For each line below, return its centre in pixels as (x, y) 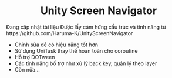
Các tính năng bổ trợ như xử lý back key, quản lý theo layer (86, 63)
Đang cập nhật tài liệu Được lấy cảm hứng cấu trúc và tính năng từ (86, 27)
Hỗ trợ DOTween (35, 57)
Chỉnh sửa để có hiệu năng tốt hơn (56, 45)
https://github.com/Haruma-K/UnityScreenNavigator (70, 33)
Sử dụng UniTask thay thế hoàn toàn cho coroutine (76, 50)
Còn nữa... (27, 69)
